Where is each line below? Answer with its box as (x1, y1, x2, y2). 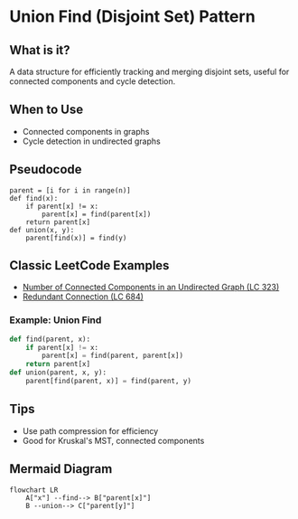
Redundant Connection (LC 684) (22, 291, 144, 302)
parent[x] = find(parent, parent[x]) (42, 351, 183, 361)
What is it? (9, 42, 70, 58)
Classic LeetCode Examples (9, 258, 170, 273)
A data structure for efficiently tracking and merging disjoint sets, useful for (9, 66, 290, 77)
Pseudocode (9, 162, 83, 177)
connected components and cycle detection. (9, 76, 176, 87)
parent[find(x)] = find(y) (25, 233, 127, 242)
